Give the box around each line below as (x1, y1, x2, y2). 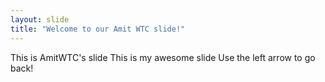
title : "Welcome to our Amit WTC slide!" (10, 24, 186, 34)
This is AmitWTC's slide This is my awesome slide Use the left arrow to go (10, 51, 316, 63)
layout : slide (10, 14, 70, 25)
